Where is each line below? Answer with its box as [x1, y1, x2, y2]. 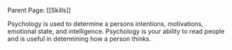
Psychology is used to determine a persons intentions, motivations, [7, 20, 204, 27]
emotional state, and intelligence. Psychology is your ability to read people [7, 27, 225, 35]
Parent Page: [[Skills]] [7, 6, 71, 14]
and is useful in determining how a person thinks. [7, 35, 151, 43]
